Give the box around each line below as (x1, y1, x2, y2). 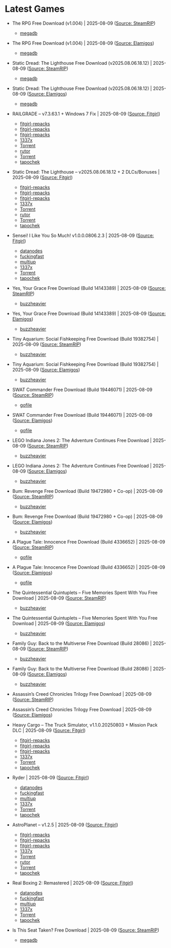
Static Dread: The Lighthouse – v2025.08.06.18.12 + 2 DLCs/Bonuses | (12, 169, 160, 175)
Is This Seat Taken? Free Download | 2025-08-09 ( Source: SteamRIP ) (12, 927, 160, 933)
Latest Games (5, 3, 65, 15)
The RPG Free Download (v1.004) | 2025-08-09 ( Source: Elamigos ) (12, 40, 155, 46)
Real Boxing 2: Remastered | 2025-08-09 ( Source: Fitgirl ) (12, 880, 134, 886)
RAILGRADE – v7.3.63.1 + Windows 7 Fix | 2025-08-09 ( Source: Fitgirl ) (12, 110, 161, 117)
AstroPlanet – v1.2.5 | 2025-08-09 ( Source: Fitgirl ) (12, 822, 118, 828)
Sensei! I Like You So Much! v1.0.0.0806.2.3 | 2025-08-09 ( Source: (12, 232, 154, 238)
